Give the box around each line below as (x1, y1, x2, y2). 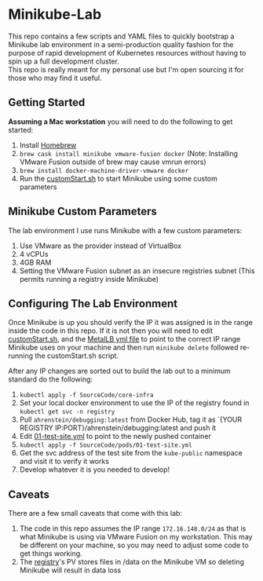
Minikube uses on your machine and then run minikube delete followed (8, 343, 239, 353)
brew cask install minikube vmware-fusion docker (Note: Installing (19, 148, 238, 158)
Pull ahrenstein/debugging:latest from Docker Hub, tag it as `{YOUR (19, 415, 243, 425)
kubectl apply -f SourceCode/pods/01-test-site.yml (19, 441, 192, 449)
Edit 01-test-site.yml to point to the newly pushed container (19, 432, 212, 441)
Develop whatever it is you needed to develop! (19, 465, 170, 474)
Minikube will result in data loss (19, 565, 122, 575)
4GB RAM (19, 258, 52, 267)
